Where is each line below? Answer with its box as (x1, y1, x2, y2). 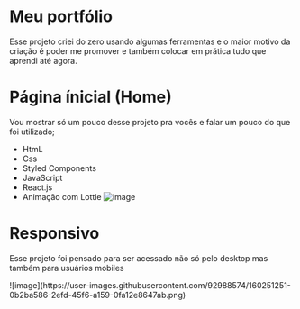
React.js (22, 182, 53, 193)
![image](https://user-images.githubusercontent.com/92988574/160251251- (9, 279, 291, 290)
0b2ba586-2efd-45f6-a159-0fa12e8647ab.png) (9, 289, 186, 300)
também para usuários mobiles (9, 262, 124, 273)
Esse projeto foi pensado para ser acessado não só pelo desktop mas (9, 252, 268, 263)
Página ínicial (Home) (9, 87, 173, 107)
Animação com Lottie (22, 191, 102, 202)
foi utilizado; (9, 126, 56, 137)
